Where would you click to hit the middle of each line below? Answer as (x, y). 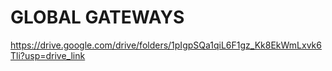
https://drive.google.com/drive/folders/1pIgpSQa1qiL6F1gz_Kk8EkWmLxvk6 (166, 45)
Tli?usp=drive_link (48, 55)
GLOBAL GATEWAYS (97, 17)
